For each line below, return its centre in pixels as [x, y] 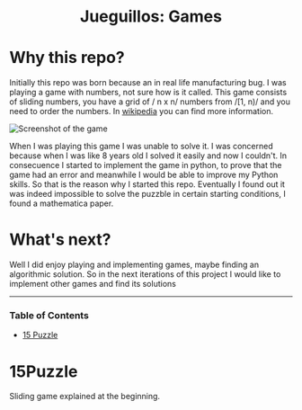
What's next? [60, 240]
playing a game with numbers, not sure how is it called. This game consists [148, 93]
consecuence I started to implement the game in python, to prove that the [146, 165]
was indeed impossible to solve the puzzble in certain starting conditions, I [147, 194]
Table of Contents [49, 315]
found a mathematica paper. [62, 203]
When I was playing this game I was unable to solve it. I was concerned [141, 147]
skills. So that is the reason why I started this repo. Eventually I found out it [147, 184]
